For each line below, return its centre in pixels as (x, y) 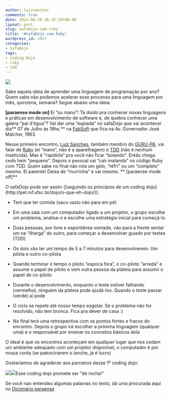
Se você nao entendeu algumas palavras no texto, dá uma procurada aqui (83, 384)
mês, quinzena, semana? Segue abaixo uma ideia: (58, 103)
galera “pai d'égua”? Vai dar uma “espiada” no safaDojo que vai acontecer (84, 123)
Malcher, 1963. (21, 135)
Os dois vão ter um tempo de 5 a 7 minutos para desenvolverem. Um (85, 249)
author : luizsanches (27, 10)
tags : (11, 53)
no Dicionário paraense (30, 389)
